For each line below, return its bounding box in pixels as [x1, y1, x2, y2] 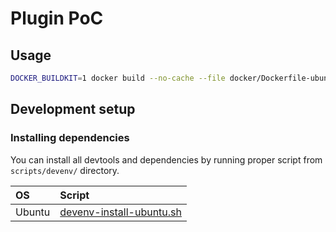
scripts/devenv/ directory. [10, 164, 120, 176]
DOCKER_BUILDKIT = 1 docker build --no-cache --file [10, 73, 226, 83]
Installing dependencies [10, 131, 130, 145]
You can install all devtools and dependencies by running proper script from [10, 153, 323, 166]
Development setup [10, 101, 136, 118]
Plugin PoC [10, 7, 104, 30]
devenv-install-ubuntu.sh [59, 205, 182, 219]
